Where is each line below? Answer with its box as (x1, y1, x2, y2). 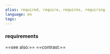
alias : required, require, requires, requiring (5, 7, 106, 12)
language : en (5, 12, 32, 17)
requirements (5, 33, 39, 40)
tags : (5, 16, 16, 21)
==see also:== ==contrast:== (5, 44, 66, 50)
